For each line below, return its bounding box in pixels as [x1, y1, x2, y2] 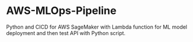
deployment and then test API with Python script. [6, 29, 126, 36]
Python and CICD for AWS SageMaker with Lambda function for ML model [6, 23, 188, 30]
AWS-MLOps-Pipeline [6, 4, 117, 17]
